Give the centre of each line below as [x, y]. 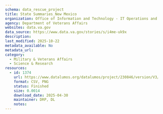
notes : [20, 104]
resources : [16, 68]
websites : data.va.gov [28, 28]
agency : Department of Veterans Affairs [47, 23]
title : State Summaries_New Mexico [41, 14]
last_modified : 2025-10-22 [32, 41]
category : [15, 55]
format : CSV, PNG [31, 81]
